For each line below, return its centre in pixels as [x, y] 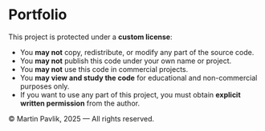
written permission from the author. [80, 103]
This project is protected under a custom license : [90, 37]
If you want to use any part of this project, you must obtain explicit [130, 94]
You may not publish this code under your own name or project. [126, 61]
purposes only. [45, 86]
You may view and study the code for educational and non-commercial [139, 77]
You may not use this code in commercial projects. [104, 69]
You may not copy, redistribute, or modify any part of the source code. [137, 52]
